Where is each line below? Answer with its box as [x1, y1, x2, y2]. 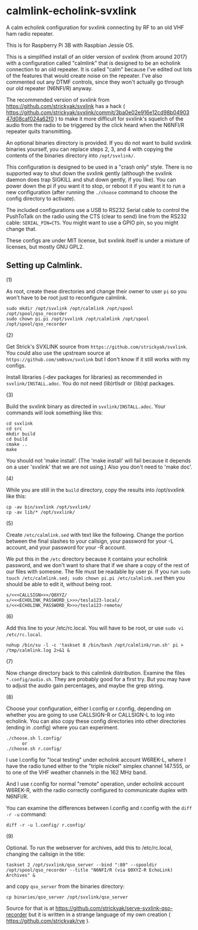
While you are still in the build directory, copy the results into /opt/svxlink [6, 486, 185, 494]
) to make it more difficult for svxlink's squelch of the [55, 115, 184, 122]
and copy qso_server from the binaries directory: [6, 882, 125, 890]
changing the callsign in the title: [6, 850, 86, 858]
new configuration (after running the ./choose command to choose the [6, 188, 178, 195]
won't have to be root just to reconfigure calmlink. [6, 294, 128, 301]
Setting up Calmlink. [6, 260, 83, 271]
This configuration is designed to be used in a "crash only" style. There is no [6, 163, 193, 170]
